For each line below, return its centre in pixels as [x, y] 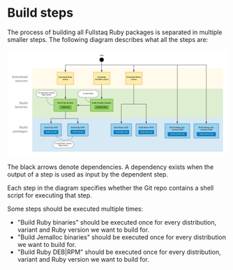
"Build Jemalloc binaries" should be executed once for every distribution [122, 237]
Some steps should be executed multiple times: [75, 209]
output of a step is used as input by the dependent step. [88, 174]
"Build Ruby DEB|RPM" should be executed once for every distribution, [119, 252]
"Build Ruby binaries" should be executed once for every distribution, [117, 223]
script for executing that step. [50, 195]
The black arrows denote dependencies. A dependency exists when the [111, 167]
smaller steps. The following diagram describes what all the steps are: [108, 39]
